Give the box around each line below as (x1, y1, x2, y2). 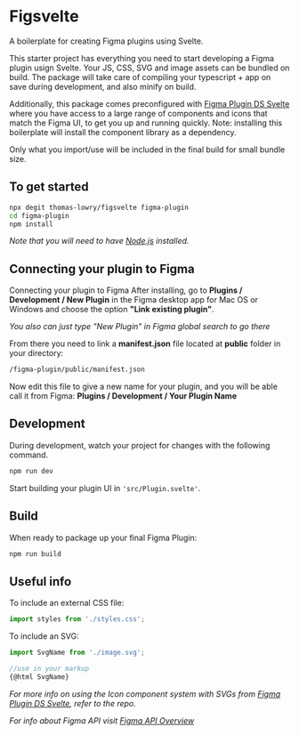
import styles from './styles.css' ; (9, 615, 145, 624)
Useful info (9, 574, 72, 589)
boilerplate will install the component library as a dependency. (9, 126, 237, 137)
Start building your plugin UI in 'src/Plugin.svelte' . (9, 482, 201, 493)
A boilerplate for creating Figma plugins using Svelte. (9, 36, 204, 46)
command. (9, 449, 49, 460)
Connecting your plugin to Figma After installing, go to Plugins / (9, 285, 243, 295)
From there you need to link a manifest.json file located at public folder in (9, 338, 281, 349)
